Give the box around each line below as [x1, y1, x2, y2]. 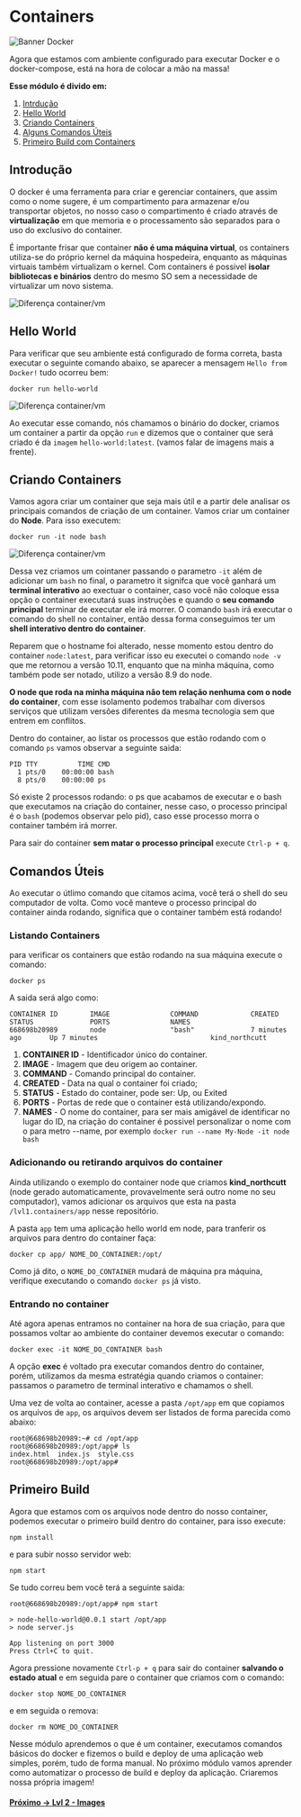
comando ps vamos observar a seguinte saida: [9, 743, 182, 754]
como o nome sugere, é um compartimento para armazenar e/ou [9, 195, 250, 206]
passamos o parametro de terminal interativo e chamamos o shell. [9, 1380, 254, 1391]
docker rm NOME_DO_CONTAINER [9, 1722, 119, 1731]
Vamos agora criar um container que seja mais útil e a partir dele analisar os [9, 496, 290, 507]
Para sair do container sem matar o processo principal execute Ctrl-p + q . [9, 837, 290, 848]
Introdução [9, 162, 73, 177]
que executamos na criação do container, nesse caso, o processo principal [9, 801, 288, 812]
